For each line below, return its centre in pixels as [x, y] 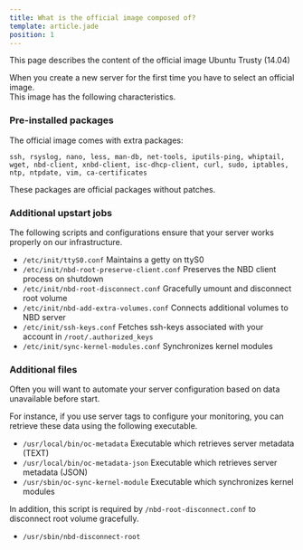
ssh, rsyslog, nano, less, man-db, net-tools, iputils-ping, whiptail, [147, 156]
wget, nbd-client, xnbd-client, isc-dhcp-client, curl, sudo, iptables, [149, 165]
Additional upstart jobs [61, 213]
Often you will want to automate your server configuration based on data [145, 389]
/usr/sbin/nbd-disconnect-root [81, 537]
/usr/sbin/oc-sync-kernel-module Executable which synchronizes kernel [158, 482]
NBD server [44, 317]
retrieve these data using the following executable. [104, 426]
